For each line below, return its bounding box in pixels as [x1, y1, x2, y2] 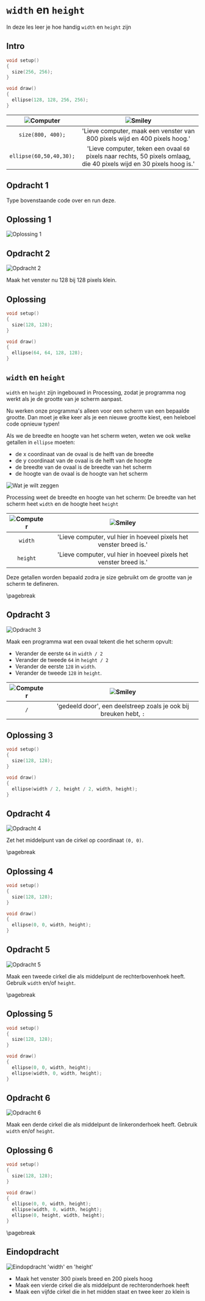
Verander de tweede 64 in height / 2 [15, 656, 109, 664]
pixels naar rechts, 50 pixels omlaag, [85, 152, 191, 160]
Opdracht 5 [6, 945, 51, 955]
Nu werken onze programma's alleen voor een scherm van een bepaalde [6, 407, 190, 414]
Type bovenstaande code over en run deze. [6, 197, 116, 204]
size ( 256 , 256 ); [12, 69, 53, 75]
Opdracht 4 [6, 808, 51, 819]
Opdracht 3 [6, 610, 51, 620]
